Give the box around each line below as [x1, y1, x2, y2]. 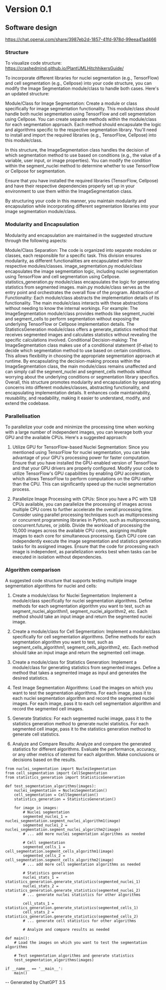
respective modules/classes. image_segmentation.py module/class [5, 263, 142, 269]
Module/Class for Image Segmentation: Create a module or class [5, 100, 137, 106]
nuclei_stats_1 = [23, 875, 58, 880]
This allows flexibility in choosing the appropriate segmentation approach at [5, 353, 160, 359]
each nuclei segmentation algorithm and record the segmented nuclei [12, 695, 155, 701]
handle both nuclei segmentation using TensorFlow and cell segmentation [5, 111, 156, 117]
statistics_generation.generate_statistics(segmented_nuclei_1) [5, 879, 141, 885]
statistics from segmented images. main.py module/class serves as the [5, 284, 150, 290]
